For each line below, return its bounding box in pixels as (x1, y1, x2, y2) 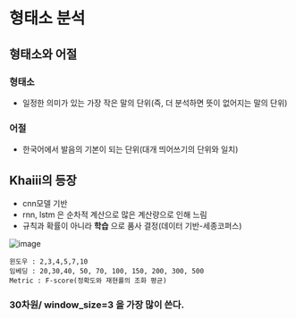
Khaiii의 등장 (9, 172, 78, 188)
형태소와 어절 (9, 46, 78, 62)
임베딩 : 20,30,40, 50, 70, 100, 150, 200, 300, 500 (9, 266, 204, 275)
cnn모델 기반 (21, 197, 68, 208)
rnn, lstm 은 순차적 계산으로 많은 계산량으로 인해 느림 (21, 209, 207, 220)
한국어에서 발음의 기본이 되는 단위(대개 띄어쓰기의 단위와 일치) (21, 144, 239, 155)
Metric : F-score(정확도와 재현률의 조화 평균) (9, 276, 167, 285)
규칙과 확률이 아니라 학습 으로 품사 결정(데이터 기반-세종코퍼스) (21, 220, 242, 231)
